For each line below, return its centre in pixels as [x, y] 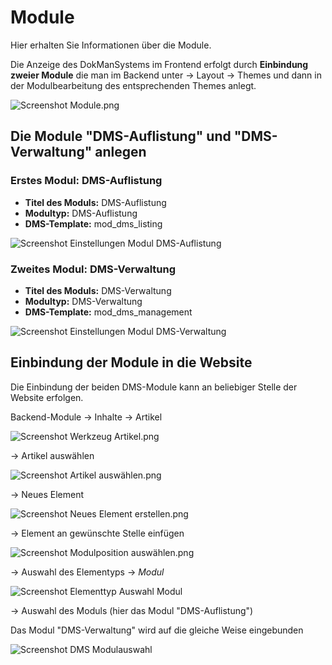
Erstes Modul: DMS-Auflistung [86, 181]
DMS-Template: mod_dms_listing [93, 223]
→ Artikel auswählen [52, 455]
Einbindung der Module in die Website [131, 362]
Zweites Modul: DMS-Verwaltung [93, 269]
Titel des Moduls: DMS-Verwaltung [98, 290]
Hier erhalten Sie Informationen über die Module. [111, 45]
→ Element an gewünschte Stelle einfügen [97, 533]
